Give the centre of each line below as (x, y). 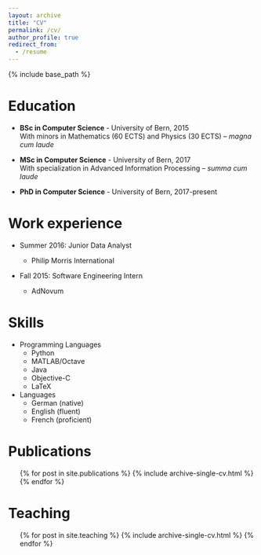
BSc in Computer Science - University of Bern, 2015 (104, 127)
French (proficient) (62, 419)
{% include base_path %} (49, 74)
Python (43, 353)
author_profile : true (43, 37)
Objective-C (51, 377)
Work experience (65, 224)
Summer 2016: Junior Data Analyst (75, 245)
